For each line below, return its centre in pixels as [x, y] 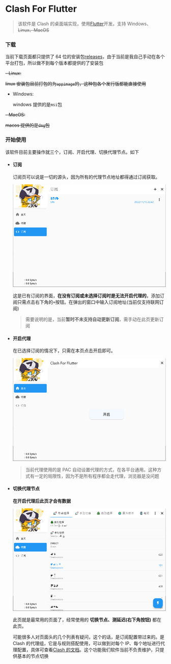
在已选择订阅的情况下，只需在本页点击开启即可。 [64, 351]
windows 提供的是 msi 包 [37, 105]
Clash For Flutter [41, 9]
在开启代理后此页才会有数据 [42, 501]
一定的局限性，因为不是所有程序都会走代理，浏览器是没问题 [97, 476]
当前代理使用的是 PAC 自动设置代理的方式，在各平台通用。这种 [91, 469]
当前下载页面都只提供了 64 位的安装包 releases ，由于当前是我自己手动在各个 [85, 57]
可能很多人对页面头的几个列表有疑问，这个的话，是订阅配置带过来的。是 [88, 637]
